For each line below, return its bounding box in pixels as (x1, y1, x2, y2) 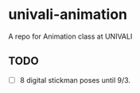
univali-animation (8, 6, 128, 24)
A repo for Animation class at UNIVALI (8, 32, 133, 41)
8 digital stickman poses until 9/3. (19, 75, 131, 84)
